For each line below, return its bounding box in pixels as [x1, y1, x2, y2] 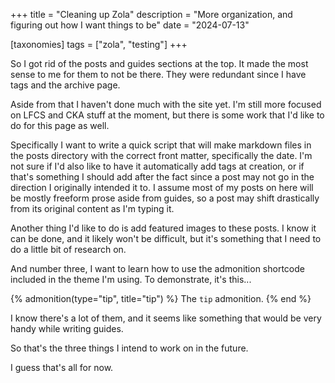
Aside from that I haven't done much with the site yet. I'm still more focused [10, 99, 322, 110]
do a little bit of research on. [10, 244, 127, 255]
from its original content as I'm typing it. [10, 203, 175, 214]
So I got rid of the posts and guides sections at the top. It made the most [10, 58, 309, 69]
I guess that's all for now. [10, 362, 114, 373]
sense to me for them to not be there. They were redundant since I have [10, 69, 307, 80]
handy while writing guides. [10, 323, 124, 334]
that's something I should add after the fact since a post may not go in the [10, 171, 315, 183]
